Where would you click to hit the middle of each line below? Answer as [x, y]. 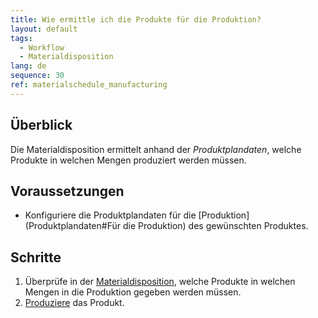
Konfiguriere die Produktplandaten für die [110, 215]
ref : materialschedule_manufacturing [89, 85]
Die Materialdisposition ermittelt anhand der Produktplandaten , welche [156, 149]
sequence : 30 [37, 76]
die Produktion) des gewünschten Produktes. [215, 226]
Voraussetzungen [67, 191]
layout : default [44, 29]
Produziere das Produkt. [74, 303]
